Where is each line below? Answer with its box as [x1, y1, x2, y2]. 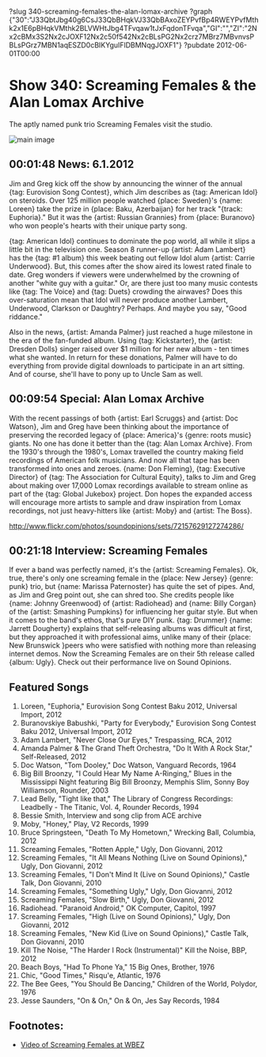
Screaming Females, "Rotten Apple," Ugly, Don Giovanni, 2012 [20, 845, 223, 854]
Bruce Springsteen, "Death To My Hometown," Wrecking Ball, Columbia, [20, 827, 256, 838]
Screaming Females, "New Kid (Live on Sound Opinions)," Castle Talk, [20, 929, 249, 938]
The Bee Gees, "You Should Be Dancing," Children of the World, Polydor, [20, 979, 258, 989]
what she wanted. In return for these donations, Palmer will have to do [9, 352, 238, 362]
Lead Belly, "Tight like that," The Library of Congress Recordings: [20, 794, 234, 804]
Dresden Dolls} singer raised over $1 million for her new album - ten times [9, 344, 249, 353]
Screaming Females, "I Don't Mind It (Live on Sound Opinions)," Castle [20, 870, 250, 880]
